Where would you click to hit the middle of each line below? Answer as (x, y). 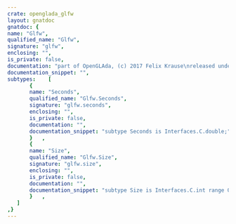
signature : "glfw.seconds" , (70, 105)
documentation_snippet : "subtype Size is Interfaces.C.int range (127, 190)
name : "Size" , (50, 151)
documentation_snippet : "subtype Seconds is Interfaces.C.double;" (130, 131)
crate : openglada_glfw (40, 14)
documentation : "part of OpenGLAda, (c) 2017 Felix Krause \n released (111, 66)
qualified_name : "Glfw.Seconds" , (78, 99)
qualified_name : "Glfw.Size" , (73, 158)
